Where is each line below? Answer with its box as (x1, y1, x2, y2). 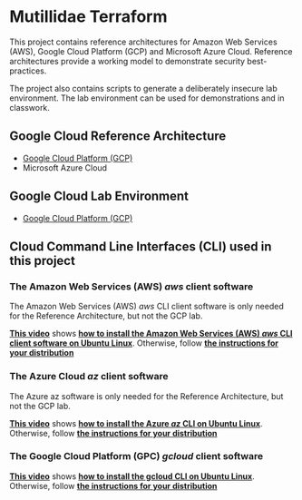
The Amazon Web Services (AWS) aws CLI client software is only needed (9, 301, 284, 312)
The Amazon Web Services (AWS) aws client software (9, 279, 254, 292)
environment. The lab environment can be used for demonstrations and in (9, 93, 285, 103)
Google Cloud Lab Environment (9, 189, 189, 204)
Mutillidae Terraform (9, 6, 168, 27)
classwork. (9, 102, 50, 113)
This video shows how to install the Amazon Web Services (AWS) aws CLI (9, 328, 293, 339)
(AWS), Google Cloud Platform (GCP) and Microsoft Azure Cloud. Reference (9, 45, 293, 56)
